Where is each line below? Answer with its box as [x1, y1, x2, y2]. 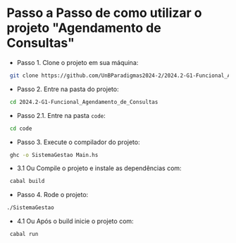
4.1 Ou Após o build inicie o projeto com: [16, 217, 135, 225]
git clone [9, 72, 39, 79]
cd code [9, 125, 32, 132]
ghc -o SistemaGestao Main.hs [9, 151, 99, 158]
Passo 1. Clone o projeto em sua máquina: [16, 58, 139, 66]
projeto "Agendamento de [6, 20, 161, 36]
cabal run [9, 231, 39, 238]
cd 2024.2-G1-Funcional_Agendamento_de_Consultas [9, 98, 159, 105]
